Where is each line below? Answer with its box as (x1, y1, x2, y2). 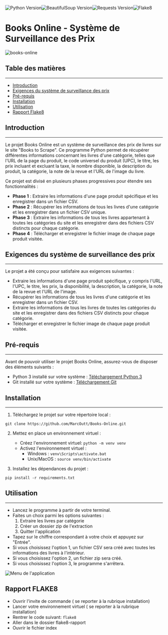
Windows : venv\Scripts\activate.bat (27, 451, 106, 457)
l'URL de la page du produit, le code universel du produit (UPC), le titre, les (5, 157, 159, 163)
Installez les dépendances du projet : (12, 466, 88, 472)
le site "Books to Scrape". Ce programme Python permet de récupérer (5, 147, 149, 153)
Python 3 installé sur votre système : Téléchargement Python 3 (12, 374, 142, 380)
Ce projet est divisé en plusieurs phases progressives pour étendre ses (5, 178, 152, 184)
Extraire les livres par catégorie (19, 517, 84, 523)
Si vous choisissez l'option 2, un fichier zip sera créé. (12, 555, 122, 561)
